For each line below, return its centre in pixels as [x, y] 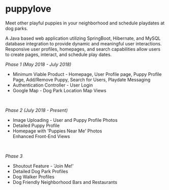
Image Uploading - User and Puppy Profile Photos [65, 120]
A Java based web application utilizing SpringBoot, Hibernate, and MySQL [83, 38]
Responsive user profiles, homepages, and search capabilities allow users [83, 49]
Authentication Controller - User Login [53, 85]
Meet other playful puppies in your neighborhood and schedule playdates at [85, 23]
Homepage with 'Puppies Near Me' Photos [57, 131]
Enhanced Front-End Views [41, 136]
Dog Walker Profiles [33, 177]
